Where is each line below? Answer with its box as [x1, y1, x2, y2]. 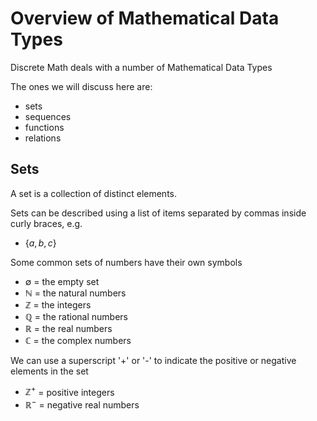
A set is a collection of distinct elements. [10, 187, 177, 199]
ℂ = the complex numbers [24, 334, 132, 346]
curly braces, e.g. [10, 217, 83, 229]
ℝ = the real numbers [24, 322, 113, 334]
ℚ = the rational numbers [24, 310, 128, 322]
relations [24, 132, 62, 144]
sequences [24, 110, 72, 122]
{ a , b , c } [24, 237, 57, 249]
